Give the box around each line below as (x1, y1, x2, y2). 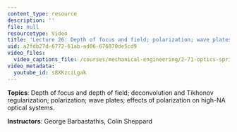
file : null (7, 23, 39, 30)
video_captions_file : (13, 56, 78, 63)
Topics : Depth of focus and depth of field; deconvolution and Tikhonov (7, 88, 214, 97)
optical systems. (7, 103, 55, 112)
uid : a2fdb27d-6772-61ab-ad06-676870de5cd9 (7, 43, 138, 50)
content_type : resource (7, 10, 78, 18)
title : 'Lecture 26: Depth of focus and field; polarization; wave (7, 37, 210, 44)
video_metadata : (7, 62, 55, 70)
